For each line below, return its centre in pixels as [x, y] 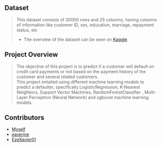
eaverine [20, 134]
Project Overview [31, 55]
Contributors [24, 118]
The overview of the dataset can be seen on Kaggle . [76, 39]
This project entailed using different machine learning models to [80, 82]
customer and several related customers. [57, 77]
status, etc [27, 30]
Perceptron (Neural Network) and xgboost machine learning [89, 97]
